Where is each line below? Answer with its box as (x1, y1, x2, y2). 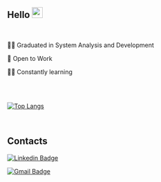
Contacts (7, 136, 48, 147)
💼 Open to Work (7, 54, 53, 62)
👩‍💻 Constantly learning (7, 67, 73, 76)
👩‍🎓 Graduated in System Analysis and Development (7, 41, 154, 49)
